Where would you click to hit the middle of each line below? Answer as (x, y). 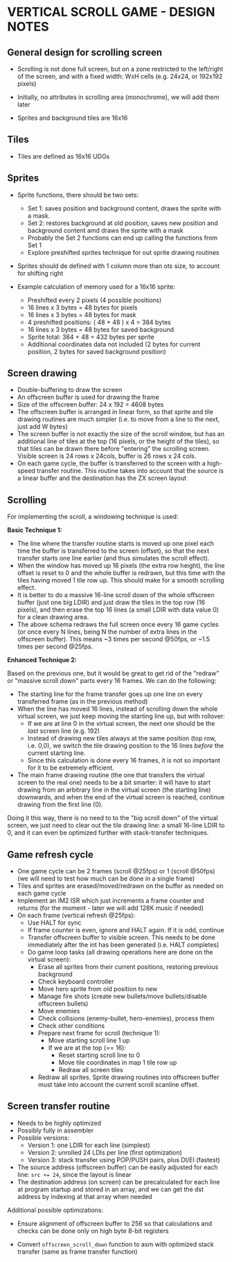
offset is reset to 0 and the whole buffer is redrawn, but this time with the (121, 573)
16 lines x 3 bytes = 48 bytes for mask (82, 314)
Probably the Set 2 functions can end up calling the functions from (123, 238)
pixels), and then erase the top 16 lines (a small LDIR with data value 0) (118, 610)
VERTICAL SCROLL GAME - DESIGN (111, 12)
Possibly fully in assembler (55, 1130)
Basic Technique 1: (35, 530)
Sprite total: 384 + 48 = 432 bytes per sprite (91, 337)
